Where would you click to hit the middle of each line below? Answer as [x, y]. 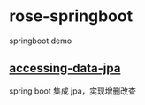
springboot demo [41, 41]
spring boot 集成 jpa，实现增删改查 [73, 91]
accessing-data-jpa [65, 68]
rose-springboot [71, 16]
